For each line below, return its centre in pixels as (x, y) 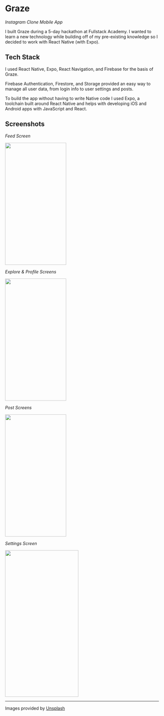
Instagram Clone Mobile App (34, 22)
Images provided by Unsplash (35, 708)
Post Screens (18, 407)
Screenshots (25, 124)
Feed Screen (18, 136)
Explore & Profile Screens (31, 272)
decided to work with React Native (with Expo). (52, 42)
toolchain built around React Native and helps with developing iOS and (76, 104)
